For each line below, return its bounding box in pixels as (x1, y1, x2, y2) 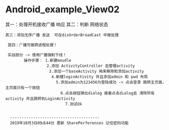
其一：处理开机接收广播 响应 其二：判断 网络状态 (5, 21, 108, 27)
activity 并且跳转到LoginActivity (5, 96, 76, 101)
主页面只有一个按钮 (5, 85, 40, 90)
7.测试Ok (65, 101, 82, 106)
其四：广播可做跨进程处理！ (7, 42, 58, 47)
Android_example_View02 (5, 4, 120, 15)
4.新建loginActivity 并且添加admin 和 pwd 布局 (51, 74, 148, 79)
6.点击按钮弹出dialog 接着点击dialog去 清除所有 (60, 90, 155, 96)
